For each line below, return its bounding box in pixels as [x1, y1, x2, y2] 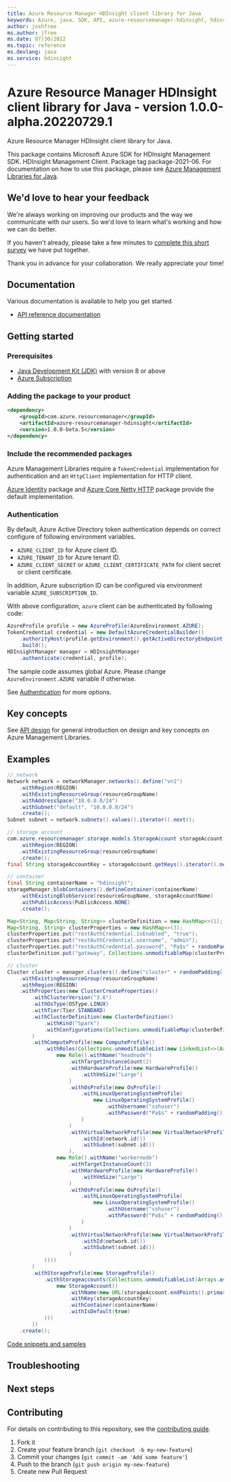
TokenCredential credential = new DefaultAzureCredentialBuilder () [7, 629, 205, 636]
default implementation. [7, 492, 74, 500]
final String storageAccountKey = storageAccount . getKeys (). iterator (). [7, 861, 220, 868]
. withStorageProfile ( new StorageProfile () [32, 1269, 155, 1277]
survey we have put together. [7, 245, 90, 254]
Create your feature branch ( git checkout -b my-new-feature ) [16, 1445, 193, 1454]
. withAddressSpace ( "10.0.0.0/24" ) [19, 797, 118, 804]
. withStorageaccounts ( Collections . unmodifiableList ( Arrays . [43, 1276, 220, 1283]
